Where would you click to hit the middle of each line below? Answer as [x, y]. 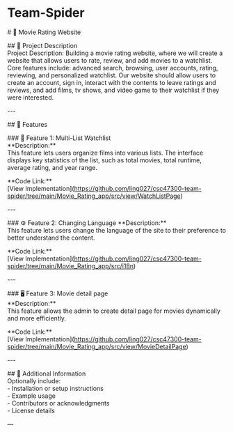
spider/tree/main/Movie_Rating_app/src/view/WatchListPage [94, 196]
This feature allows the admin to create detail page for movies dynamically [114, 311]
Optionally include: [34, 380]
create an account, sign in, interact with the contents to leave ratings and [112, 82]
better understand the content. [51, 238]
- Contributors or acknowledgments [58, 403]
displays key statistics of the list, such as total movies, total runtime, [104, 160]
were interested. [31, 97]
